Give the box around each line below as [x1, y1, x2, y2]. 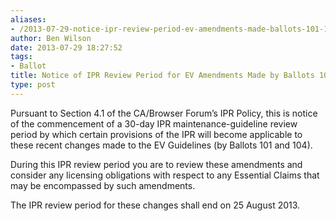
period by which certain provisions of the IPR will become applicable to [10, 128, 303, 140]
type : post [10, 80, 56, 90]
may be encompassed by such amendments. [10, 179, 196, 191]
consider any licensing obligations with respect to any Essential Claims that [10, 169, 320, 181]
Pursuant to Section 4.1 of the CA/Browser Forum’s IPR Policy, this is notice [10, 107, 318, 119]
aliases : [10, 14, 47, 25]
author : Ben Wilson [10, 33, 92, 43]
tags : [10, 52, 33, 62]
